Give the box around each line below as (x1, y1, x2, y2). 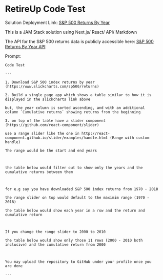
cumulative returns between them (5, 170, 73, 174)
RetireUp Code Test (5, 3, 85, 15)
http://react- (81, 131, 110, 136)
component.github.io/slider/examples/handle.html (5, 135, 108, 140)
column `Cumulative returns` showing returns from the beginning (5, 109, 141, 114)
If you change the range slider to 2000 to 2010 (5, 229, 106, 234)
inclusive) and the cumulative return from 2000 (5, 242, 106, 247)
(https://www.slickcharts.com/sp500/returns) (5, 84, 99, 89)
